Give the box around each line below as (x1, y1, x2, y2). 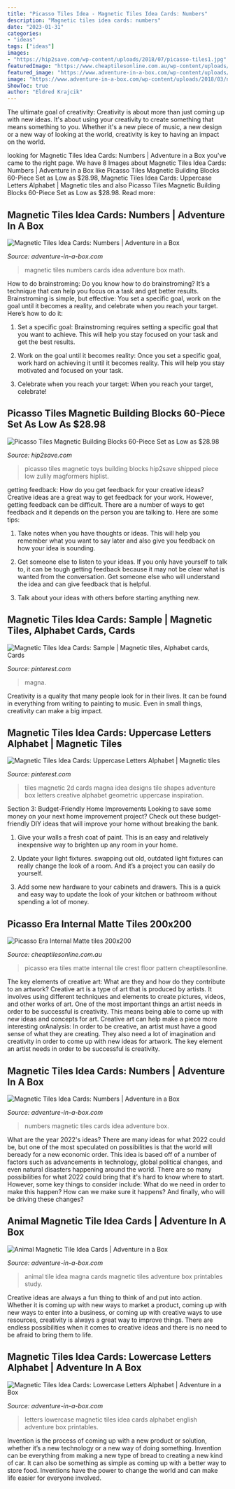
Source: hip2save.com (7, 451, 72, 459)
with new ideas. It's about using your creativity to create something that (7, 115, 214, 124)
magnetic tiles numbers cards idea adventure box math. (24, 265, 185, 274)
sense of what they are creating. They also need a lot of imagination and (7, 1030, 216, 1038)
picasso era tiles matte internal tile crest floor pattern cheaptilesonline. (24, 964, 228, 972)
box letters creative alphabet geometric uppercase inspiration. (24, 791, 204, 800)
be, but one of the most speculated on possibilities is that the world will (7, 1143, 213, 1151)
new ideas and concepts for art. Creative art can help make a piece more (7, 1015, 218, 1024)
